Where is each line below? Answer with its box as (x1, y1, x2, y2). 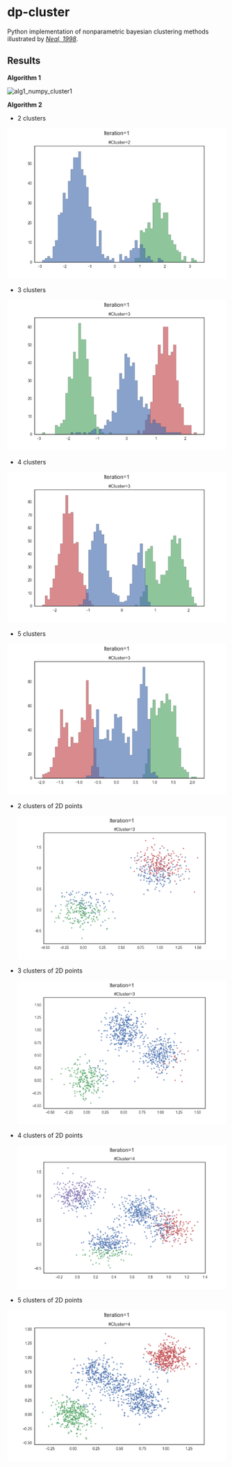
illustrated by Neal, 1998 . (7, 34, 78, 43)
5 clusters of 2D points (17, 1296, 83, 1305)
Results (7, 55, 41, 67)
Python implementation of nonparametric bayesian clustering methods (7, 27, 209, 36)
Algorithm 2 (7, 100, 43, 109)
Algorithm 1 (7, 73, 42, 82)
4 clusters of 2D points (17, 1131, 83, 1139)
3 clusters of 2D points (17, 966, 83, 975)
